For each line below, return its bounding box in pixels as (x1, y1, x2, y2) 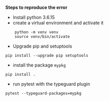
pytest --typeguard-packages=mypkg (5, 91, 82, 96)
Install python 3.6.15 (12, 14, 55, 20)
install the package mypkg (12, 62, 66, 68)
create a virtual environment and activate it (12, 20, 104, 26)
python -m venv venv (14, 30, 59, 35)
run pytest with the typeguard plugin (12, 81, 90, 87)
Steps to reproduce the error (5, 5, 68, 10)
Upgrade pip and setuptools (12, 43, 72, 49)
